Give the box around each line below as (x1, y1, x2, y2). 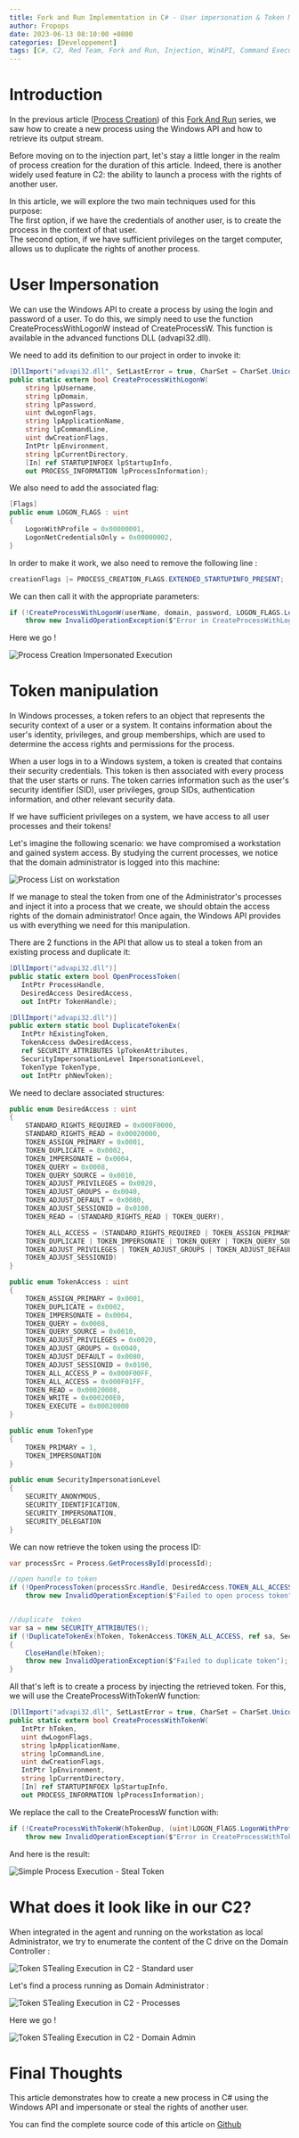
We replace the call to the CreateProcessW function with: (9, 1806, 220, 1817)
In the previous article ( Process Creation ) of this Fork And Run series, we (9, 114, 277, 125)
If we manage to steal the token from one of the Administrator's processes (9, 892, 282, 902)
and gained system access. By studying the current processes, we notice (9, 848, 279, 859)
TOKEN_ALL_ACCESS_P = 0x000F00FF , (25, 1369, 153, 1377)
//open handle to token (9, 1575, 98, 1583)
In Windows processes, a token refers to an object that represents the (9, 711, 265, 721)
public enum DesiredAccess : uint (9, 1105, 138, 1114)
